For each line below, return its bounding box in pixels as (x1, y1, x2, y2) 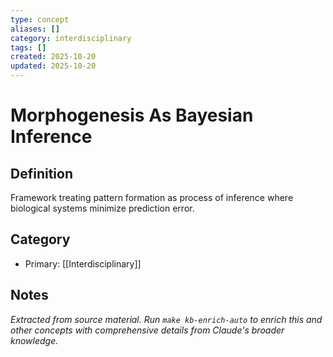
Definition (10, 165, 73, 182)
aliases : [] (10, 24, 60, 34)
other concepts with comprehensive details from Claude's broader (10, 324, 285, 336)
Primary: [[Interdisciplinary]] (24, 257, 142, 270)
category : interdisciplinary (10, 33, 132, 43)
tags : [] (10, 42, 47, 53)
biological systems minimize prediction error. (10, 202, 195, 214)
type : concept (10, 14, 70, 25)
